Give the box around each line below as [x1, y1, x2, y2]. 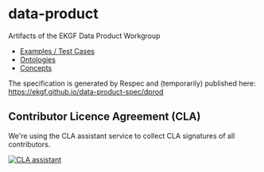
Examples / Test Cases [19, 46, 95, 55]
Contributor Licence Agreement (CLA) [8, 110, 201, 124]
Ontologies [19, 55, 56, 64]
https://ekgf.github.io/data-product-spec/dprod [8, 86, 164, 96]
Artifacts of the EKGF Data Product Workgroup [8, 31, 161, 40]
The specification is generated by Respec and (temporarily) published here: [8, 78, 256, 88]
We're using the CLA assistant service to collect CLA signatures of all [8, 131, 235, 140]
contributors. [8, 140, 51, 149]
